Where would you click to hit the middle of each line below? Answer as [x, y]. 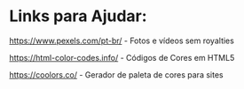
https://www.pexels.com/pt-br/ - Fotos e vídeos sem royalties [122, 41]
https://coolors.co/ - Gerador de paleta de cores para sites [116, 74]
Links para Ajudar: [79, 16]
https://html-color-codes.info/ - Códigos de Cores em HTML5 [122, 57]
